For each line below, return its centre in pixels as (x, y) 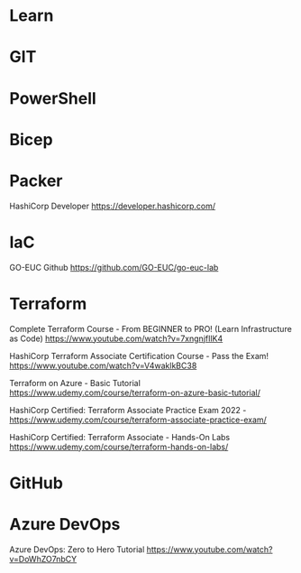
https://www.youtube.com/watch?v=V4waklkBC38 (103, 365)
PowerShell (53, 98)
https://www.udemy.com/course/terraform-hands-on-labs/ (119, 447)
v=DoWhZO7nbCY (43, 559)
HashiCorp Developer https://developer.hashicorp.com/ (113, 206)
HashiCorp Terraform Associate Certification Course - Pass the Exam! (139, 356)
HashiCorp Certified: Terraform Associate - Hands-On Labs (120, 437)
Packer (36, 180)
